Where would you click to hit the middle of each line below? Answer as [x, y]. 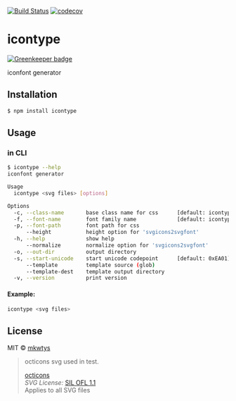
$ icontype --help [34, 168]
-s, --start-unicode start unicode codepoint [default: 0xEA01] [122, 258]
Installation [32, 95]
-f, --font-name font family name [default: [110, 219]
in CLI [17, 153]
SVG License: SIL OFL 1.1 [60, 383]
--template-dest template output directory [95, 271]
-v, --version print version [71, 278]
